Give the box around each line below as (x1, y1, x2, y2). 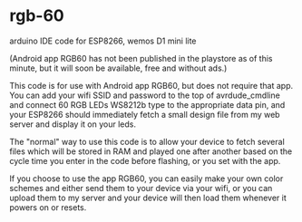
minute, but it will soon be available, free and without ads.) (9, 63, 228, 73)
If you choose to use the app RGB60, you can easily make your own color (9, 173, 284, 184)
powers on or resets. (9, 201, 87, 213)
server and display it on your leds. (9, 119, 136, 130)
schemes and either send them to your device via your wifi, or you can (9, 182, 273, 193)
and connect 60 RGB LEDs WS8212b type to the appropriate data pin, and (9, 99, 286, 110)
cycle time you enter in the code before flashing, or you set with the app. (9, 155, 281, 166)
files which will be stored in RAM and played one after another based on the (9, 146, 293, 157)
